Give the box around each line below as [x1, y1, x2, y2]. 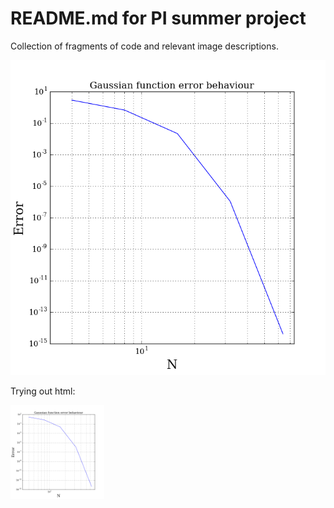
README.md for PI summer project [10, 7, 307, 30]
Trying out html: [10, 385, 76, 397]
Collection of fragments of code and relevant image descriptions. [10, 40, 279, 52]
